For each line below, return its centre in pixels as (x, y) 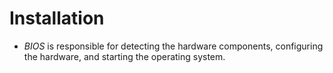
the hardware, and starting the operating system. (124, 56)
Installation (57, 18)
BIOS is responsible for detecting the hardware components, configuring (173, 46)
